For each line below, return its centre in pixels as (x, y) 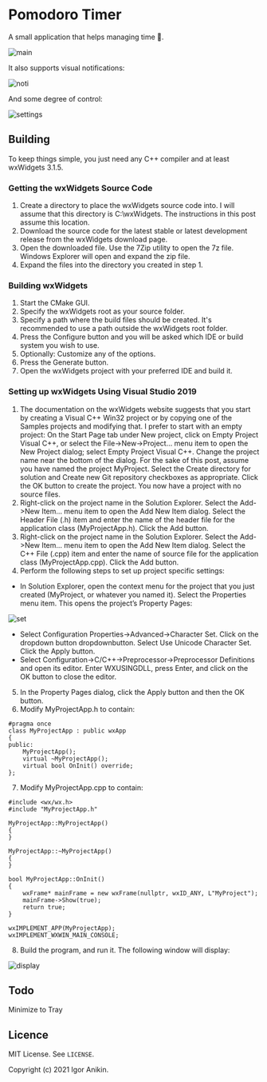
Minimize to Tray (35, 1010)
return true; (44, 907)
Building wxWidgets (48, 285)
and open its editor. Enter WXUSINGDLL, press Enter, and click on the (134, 668)
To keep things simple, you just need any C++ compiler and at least (119, 158)
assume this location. (55, 222)
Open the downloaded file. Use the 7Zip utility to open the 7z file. (126, 248)
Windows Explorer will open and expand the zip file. (105, 257)
